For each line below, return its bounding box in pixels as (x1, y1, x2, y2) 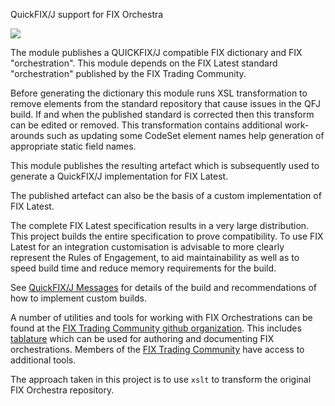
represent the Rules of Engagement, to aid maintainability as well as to (10, 252, 300, 263)
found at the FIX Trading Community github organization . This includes (10, 322, 302, 334)
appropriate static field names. (10, 140, 137, 152)
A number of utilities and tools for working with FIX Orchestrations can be (10, 312, 313, 323)
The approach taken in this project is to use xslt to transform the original (10, 374, 312, 385)
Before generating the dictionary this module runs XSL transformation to (10, 87, 308, 99)
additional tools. (10, 354, 77, 366)
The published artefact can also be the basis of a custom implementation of (10, 190, 322, 201)
